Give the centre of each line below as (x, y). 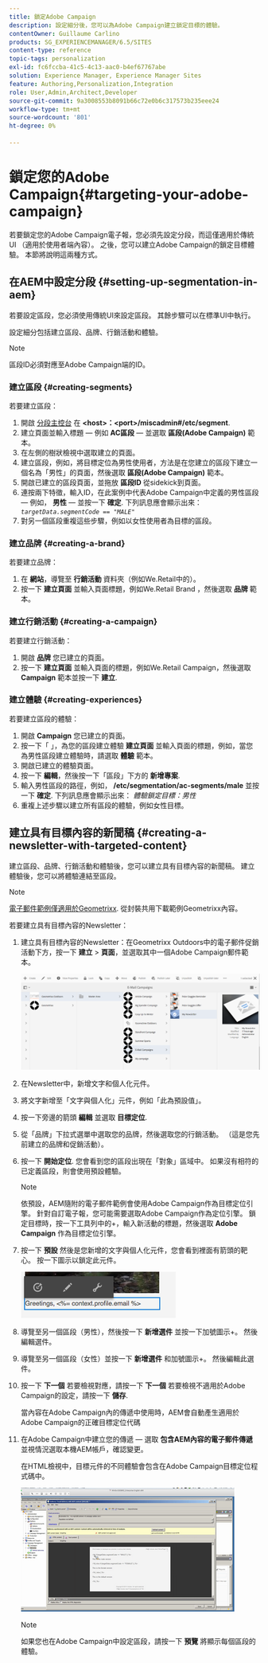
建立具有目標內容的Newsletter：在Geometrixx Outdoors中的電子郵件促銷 (140, 942)
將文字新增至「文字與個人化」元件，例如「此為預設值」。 (113, 1101)
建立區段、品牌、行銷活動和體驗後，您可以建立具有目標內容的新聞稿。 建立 (132, 866)
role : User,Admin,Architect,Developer (73, 92)
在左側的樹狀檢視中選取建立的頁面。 (80, 452)
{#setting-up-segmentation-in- (177, 282)
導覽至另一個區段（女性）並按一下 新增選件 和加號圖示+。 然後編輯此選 (137, 1359)
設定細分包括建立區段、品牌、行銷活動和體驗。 (85, 332)
